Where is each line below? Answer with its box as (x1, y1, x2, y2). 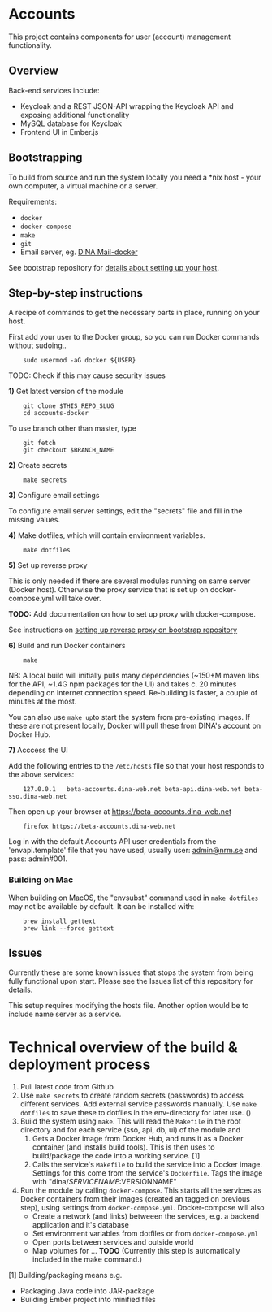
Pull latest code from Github (19, 1082, 114, 1092)
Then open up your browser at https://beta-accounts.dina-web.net (8, 807, 232, 816)
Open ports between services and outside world (32, 1237, 194, 1247)
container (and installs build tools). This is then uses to (32, 1142, 215, 1152)
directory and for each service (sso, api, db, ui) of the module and (19, 1125, 241, 1135)
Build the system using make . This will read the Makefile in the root (19, 1116, 241, 1126)
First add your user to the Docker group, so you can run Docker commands (8, 332, 260, 342)
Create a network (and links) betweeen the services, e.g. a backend (32, 1211, 260, 1221)
